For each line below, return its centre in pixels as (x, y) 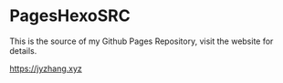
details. (23, 50)
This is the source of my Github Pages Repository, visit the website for (141, 41)
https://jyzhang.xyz (46, 68)
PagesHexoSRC (70, 16)
